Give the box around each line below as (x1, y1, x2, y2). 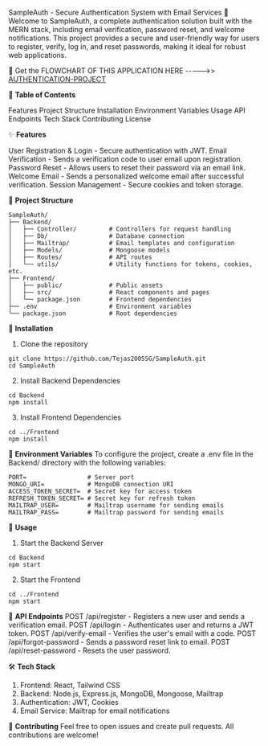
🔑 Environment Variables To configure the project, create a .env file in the (8, 449, 254, 458)
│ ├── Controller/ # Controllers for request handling (8, 225, 231, 233)
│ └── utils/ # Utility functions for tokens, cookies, (8, 260, 253, 268)
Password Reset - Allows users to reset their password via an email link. (8, 163, 246, 172)
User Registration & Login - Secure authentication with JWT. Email (8, 146, 227, 155)
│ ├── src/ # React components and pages (8, 289, 210, 297)
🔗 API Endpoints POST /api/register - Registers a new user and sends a (8, 612, 246, 621)
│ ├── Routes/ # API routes (8, 253, 152, 261)
